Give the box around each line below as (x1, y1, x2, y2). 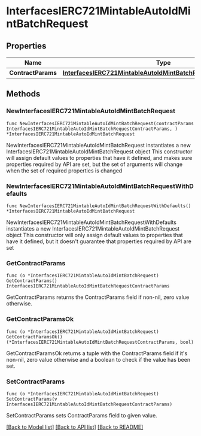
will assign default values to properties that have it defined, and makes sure (6, 154, 193, 161)
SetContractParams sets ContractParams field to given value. (6, 411, 157, 419)
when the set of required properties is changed (6, 166, 123, 174)
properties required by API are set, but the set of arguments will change (6, 161, 183, 168)
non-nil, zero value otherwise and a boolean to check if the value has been (6, 356, 190, 363)
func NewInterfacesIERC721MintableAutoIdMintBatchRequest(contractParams (6, 120, 194, 126)
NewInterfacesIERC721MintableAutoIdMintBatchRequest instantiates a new (6, 141, 191, 149)
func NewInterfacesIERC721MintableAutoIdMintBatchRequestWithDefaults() (6, 202, 191, 209)
